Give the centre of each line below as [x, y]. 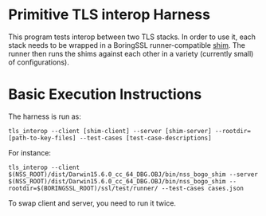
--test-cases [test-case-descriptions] [146, 138]
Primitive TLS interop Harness [110, 15]
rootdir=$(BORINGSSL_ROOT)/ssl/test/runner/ [83, 188]
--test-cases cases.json [203, 188]
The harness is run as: [45, 116]
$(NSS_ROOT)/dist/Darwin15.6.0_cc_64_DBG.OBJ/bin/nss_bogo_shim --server [133, 174]
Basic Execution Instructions [105, 94]
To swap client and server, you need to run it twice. [92, 203]
